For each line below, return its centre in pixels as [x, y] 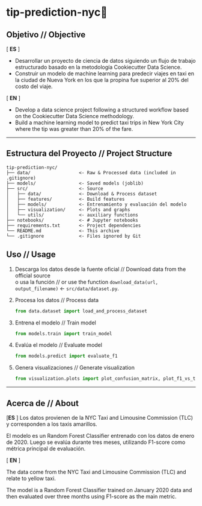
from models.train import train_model [63, 334]
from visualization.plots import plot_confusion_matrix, [88, 379]
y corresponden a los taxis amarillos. [52, 424]
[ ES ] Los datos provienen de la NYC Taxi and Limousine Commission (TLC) [100, 417]
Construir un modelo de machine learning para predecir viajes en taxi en [104, 74]
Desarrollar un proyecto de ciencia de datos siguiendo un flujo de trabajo [105, 61]
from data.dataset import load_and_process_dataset [81, 311]
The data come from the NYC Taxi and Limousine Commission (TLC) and [96, 472]
